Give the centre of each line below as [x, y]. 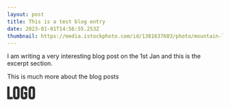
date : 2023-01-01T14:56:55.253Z [53, 29]
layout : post [26, 14]
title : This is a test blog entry [56, 21]
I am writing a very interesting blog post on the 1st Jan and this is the [104, 56]
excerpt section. [30, 63]
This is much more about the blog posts [63, 77]
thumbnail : [23, 36]
